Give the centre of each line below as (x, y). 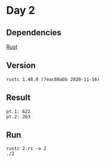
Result (18, 98)
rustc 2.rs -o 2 (26, 149)
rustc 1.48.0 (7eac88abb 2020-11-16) (53, 79)
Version (21, 65)
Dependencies (34, 33)
